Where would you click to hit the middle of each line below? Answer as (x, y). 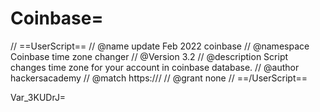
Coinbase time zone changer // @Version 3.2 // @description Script (149, 56)
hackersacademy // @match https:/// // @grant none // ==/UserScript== (159, 78)
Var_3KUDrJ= (38, 97)
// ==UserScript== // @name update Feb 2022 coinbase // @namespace (160, 46)
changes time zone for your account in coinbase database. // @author (155, 67)
